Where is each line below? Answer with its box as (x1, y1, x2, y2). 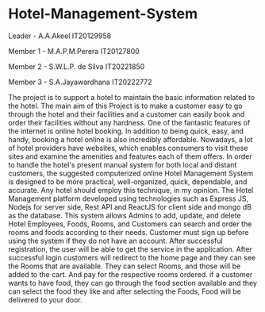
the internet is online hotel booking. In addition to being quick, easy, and (8, 126, 244, 136)
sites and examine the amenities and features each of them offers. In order (8, 152, 252, 161)
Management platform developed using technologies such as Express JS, (8, 194, 249, 203)
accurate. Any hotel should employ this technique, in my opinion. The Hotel (8, 185, 254, 195)
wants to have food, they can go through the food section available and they (8, 278, 258, 287)
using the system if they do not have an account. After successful (8, 236, 224, 245)
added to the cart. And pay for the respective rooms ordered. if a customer (8, 269, 253, 279)
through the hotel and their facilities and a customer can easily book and (8, 109, 245, 119)
